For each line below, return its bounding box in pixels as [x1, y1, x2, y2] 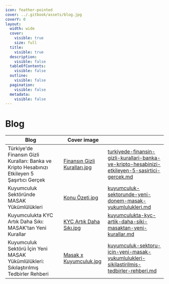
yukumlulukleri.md [107, 204, 151, 211]
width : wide [10, 26, 35, 31]
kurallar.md [107, 231, 134, 238]
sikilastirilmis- [107, 261, 141, 268]
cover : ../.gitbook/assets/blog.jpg [5, 12, 82, 17]
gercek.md [107, 174, 133, 181]
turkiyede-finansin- [107, 148, 155, 155]
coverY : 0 [5, 17, 26, 22]
